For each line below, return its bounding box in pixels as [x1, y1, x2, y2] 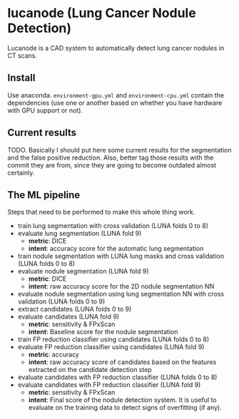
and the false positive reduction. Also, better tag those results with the [7, 153, 214, 162]
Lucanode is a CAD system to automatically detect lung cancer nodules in [7, 43, 225, 52]
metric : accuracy [28, 351, 80, 359]
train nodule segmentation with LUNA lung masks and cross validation [17, 252, 225, 261]
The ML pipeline [7, 189, 81, 201]
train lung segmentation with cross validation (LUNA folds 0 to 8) [17, 222, 209, 230]
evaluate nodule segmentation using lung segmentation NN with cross [17, 290, 225, 299]
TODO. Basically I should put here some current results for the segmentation [7, 145, 232, 154]
